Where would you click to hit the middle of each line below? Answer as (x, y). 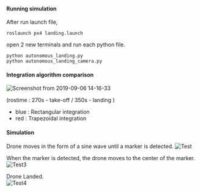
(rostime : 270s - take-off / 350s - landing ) (60, 100)
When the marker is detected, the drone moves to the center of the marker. (101, 158)
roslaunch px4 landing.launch (45, 34)
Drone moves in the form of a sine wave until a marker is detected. (90, 146)
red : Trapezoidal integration (51, 119)
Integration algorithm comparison (50, 75)
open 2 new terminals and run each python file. (66, 45)
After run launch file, (32, 22)
